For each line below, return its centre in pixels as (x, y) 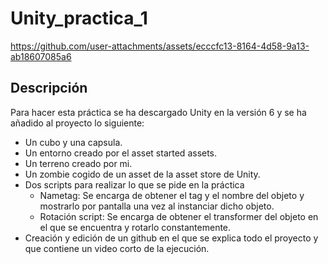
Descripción (49, 88)
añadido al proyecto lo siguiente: (77, 123)
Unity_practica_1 (79, 18)
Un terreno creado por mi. (78, 163)
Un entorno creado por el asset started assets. (121, 153)
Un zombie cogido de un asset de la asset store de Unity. (142, 174)
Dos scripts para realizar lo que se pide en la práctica (134, 184)
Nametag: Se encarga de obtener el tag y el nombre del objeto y (172, 195)
